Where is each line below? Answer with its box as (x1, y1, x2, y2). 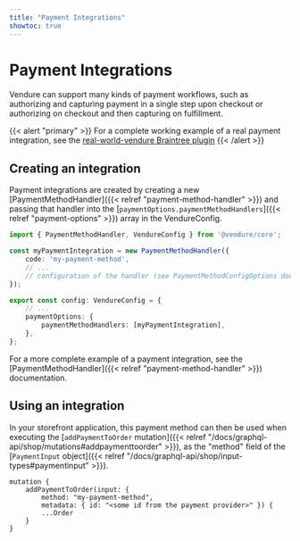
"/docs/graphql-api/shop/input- (126, 450, 244, 461)
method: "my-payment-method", (41, 493, 154, 502)
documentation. (9, 372, 68, 383)
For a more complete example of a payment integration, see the (9, 354, 243, 364)
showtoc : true (9, 21, 62, 30)
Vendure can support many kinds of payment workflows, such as (9, 89, 249, 100)
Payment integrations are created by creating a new (9, 185, 200, 196)
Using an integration (9, 398, 125, 413)
